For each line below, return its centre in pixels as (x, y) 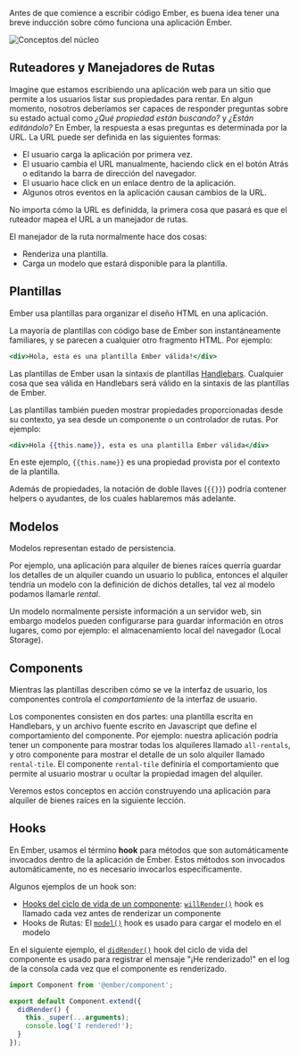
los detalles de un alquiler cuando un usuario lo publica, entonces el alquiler (149, 575)
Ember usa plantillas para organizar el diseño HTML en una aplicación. (139, 313)
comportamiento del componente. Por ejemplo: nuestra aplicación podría (144, 736)
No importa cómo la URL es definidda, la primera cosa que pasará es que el (148, 209)
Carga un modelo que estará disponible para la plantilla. (125, 263)
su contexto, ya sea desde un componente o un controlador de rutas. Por (144, 419)
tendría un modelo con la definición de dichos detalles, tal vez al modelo (142, 584)
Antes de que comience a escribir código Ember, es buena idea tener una (144, 13)
